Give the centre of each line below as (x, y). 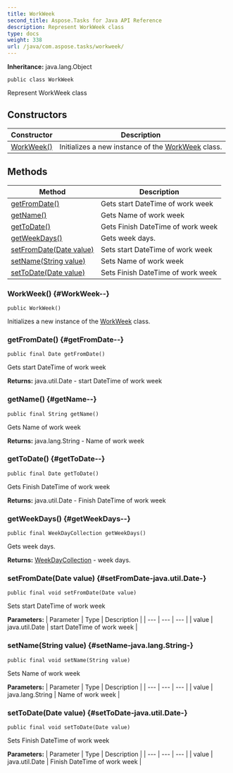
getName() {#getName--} (52, 400)
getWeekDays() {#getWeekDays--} (69, 518)
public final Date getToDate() (53, 474)
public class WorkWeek (40, 80)
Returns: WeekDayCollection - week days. (69, 560)
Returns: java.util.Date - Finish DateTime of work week (87, 500)
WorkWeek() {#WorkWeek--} (59, 294)
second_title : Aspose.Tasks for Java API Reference (84, 20)
